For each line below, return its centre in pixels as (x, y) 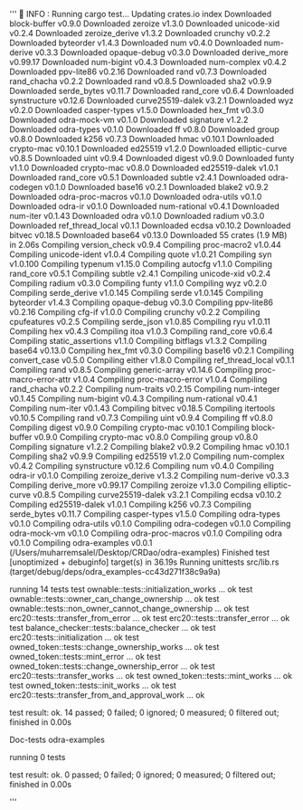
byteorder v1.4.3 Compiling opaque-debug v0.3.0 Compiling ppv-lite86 (142, 302)
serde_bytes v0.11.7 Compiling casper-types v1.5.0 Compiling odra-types (145, 514)
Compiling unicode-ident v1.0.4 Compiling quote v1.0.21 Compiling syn (141, 254)
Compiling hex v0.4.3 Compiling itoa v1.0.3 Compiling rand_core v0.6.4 (141, 331)
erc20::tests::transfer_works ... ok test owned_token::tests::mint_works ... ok (151, 676)
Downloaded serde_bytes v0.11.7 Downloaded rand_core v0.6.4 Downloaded (151, 91)
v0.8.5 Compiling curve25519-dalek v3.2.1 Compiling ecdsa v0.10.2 (157, 495)
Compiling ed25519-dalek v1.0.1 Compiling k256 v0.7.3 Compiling (130, 504)
